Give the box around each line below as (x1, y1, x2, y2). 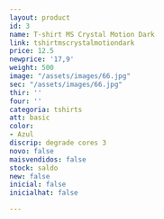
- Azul (9, 130, 34, 139)
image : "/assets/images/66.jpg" (9, 72, 131, 81)
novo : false (9, 146, 54, 155)
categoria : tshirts (9, 105, 83, 114)
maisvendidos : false (9, 154, 87, 164)
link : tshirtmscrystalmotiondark (9, 38, 135, 48)
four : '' (9, 96, 42, 106)
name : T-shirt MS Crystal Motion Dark (9, 30, 155, 39)
